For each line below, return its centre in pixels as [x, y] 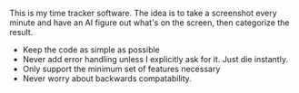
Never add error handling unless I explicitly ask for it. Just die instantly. [155, 59]
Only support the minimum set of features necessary [121, 69]
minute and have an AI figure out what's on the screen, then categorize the [149, 23]
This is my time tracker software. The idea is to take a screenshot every [143, 13]
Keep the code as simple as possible [91, 50]
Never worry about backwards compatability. [107, 79]
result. [21, 32]
